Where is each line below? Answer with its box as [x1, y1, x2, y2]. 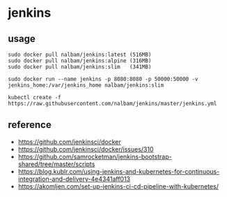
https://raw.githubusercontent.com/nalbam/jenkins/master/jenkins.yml [8, 100, 217, 107]
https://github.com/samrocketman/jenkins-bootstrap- [17, 152, 173, 161]
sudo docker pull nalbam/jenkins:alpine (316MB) [8, 57, 152, 64]
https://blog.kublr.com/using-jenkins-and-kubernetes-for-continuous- [17, 167, 220, 175]
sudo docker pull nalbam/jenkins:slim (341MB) [8, 64, 152, 71]
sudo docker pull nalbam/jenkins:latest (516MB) [8, 51, 152, 58]
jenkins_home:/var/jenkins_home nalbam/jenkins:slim [8, 82, 164, 89]
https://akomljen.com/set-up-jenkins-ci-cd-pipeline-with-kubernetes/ [17, 182, 219, 190]
